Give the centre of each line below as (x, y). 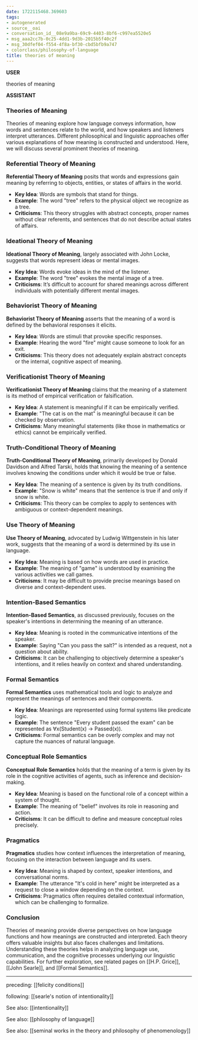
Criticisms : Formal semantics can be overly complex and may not (95, 735)
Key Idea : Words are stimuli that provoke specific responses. (88, 336)
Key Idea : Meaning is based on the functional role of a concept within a (101, 793)
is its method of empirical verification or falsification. (70, 396)
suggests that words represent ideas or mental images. (73, 260)
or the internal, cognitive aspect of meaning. (68, 361)
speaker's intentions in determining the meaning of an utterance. (85, 621)
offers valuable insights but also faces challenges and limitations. (85, 943)
